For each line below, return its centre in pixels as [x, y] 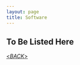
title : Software [27, 17]
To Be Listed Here [40, 42]
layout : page [23, 12]
